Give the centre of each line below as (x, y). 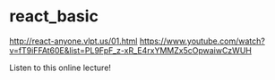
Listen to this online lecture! (60, 68)
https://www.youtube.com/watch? (202, 41)
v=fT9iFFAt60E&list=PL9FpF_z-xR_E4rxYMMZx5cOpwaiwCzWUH (131, 50)
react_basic (54, 16)
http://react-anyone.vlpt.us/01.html (73, 41)
